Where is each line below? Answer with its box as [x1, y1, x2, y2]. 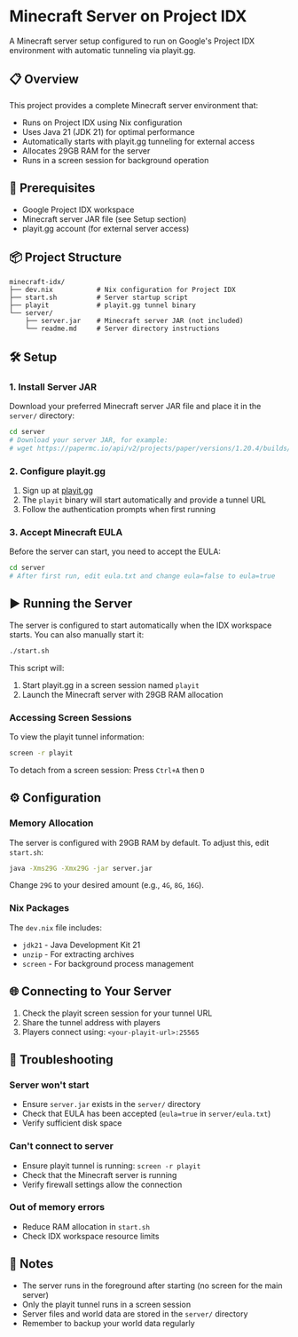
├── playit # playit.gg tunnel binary [9, 301, 197, 310]
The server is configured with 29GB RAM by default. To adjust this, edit [9, 837, 270, 848]
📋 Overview [9, 72, 80, 87]
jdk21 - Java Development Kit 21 [21, 939, 141, 950]
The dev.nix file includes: [9, 922, 103, 933]
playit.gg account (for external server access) [21, 223, 190, 233]
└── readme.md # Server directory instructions [25, 324, 220, 334]
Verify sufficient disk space [21, 1118, 122, 1128]
